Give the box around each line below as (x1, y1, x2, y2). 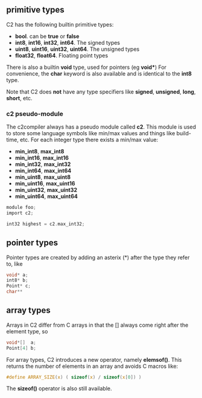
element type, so (6, 327, 48, 335)
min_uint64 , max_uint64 (14, 193, 78, 200)
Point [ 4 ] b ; (6, 345, 36, 351)
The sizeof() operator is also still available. (6, 385, 112, 392)
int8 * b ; (6, 277, 28, 283)
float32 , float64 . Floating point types (14, 51, 109, 59)
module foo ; (6, 205, 36, 211)
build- (176, 130, 192, 137)
